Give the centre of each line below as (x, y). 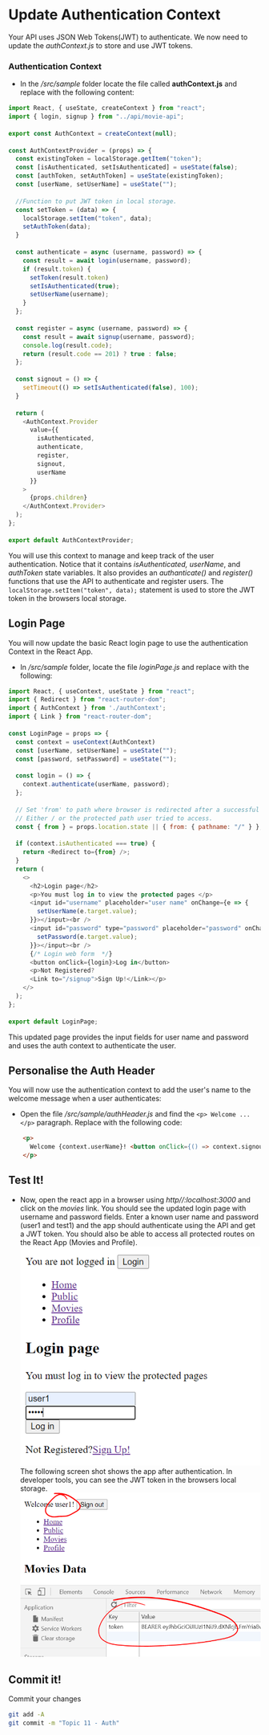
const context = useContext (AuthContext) (86, 742)
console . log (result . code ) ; (68, 345)
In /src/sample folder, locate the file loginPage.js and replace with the (134, 667)
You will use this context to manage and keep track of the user (111, 555)
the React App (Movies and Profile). (78, 1242)
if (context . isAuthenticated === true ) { (86, 844)
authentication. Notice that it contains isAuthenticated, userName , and (124, 564)
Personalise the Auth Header (82, 1070)
